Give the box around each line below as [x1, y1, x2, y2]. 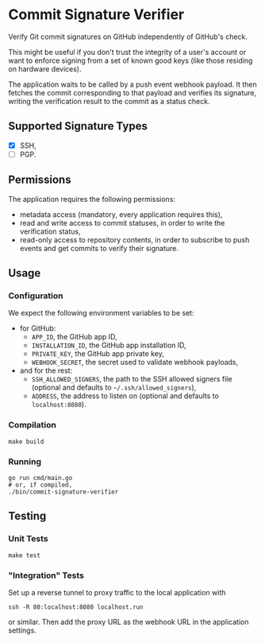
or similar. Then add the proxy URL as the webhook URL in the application [8, 617, 249, 626]
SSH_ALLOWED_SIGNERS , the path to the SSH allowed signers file [31, 374, 232, 384]
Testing [8, 509, 47, 523]
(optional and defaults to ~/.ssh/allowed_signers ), [31, 383, 197, 393]
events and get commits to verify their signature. [19, 243, 179, 253]
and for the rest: [19, 366, 73, 375]
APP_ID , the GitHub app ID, [31, 332, 117, 342]
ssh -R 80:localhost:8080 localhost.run [8, 602, 144, 611]
